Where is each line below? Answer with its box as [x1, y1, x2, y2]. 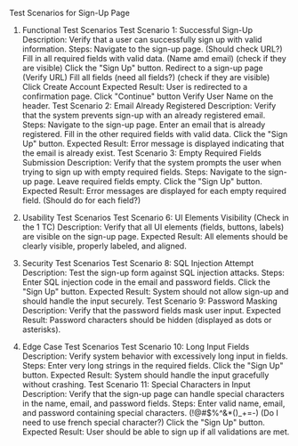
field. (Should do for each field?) [21, 195, 141, 206]
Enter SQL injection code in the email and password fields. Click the [21, 277, 271, 288]
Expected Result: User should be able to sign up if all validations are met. [21, 426, 290, 437]
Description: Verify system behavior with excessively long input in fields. [21, 351, 288, 361]
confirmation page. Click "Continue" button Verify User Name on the [21, 91, 274, 101]
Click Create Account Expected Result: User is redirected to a [21, 82, 248, 92]
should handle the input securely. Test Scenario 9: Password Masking [21, 296, 278, 306]
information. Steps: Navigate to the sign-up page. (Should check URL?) [21, 44, 283, 54]
